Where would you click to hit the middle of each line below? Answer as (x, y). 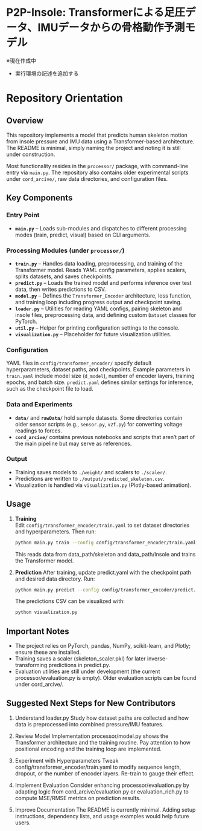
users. (23, 823)
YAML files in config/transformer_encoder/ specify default (79, 363)
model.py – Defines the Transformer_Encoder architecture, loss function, (103, 295)
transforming (31, 665)
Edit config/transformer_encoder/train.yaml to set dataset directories (102, 525)
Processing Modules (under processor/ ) (65, 250)
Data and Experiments (39, 405)
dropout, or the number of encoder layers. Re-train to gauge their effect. (105, 773)
